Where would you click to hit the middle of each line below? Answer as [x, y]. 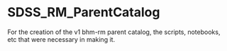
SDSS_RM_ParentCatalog [84, 12]
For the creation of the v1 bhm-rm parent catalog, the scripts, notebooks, [114, 32]
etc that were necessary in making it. [61, 39]
